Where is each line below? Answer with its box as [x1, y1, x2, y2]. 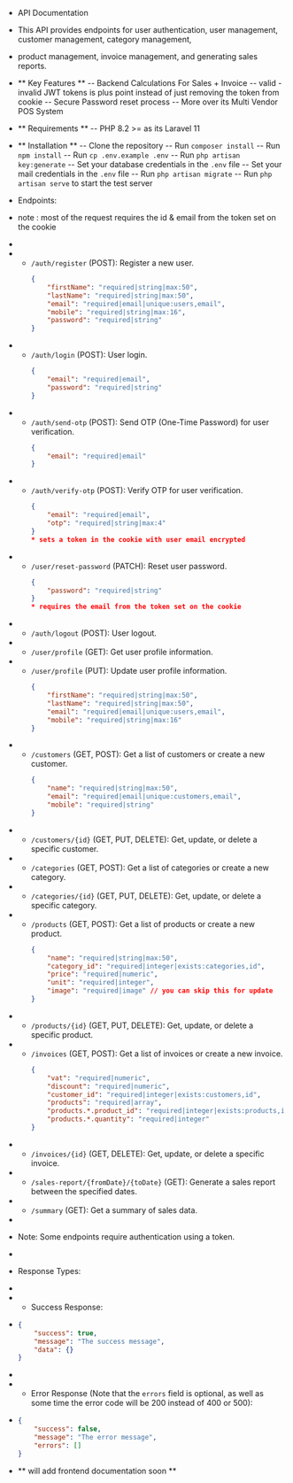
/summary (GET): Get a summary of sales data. [30, 1204, 197, 1216]
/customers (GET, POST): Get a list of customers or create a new [30, 749, 266, 760]
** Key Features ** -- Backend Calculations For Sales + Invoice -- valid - [17, 78, 282, 88]
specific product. [30, 1029, 94, 1039]
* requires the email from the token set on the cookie [30, 602, 242, 612]
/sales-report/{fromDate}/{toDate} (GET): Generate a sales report [30, 1177, 276, 1187]
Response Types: [17, 1265, 81, 1276]
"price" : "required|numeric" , [47, 969, 158, 979]
